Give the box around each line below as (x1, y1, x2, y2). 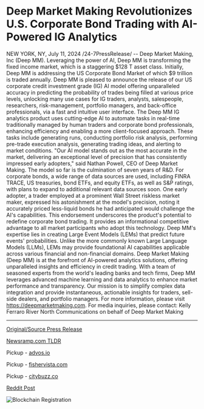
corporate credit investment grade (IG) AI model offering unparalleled (6, 82, 180, 89)
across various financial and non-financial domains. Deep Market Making (6, 250, 189, 257)
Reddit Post (6, 384, 35, 391)
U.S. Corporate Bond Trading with (6, 17, 180, 31)
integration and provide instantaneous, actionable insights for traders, (6, 288, 181, 296)
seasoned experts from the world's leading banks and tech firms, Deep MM (6, 269, 195, 277)
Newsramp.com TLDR (6, 337, 61, 344)
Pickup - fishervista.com (6, 360, 68, 368)
